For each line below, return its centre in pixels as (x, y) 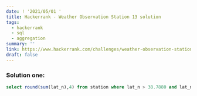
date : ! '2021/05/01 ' (34, 11)
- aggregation (28, 38)
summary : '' (21, 44)
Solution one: (26, 75)
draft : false (22, 55)
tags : (13, 22)
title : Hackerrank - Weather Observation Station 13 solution (84, 17)
